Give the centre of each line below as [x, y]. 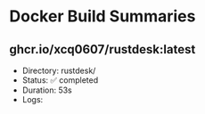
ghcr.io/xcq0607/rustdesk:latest [102, 49]
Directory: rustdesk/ [59, 70]
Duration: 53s [47, 90]
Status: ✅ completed [60, 80]
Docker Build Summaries [102, 16]
